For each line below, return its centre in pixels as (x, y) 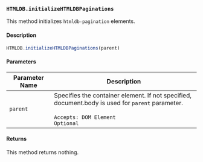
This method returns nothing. (43, 152)
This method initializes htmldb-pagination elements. (71, 21)
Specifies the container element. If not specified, (123, 95)
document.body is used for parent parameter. (118, 103)
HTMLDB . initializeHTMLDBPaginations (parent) (63, 48)
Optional (66, 123)
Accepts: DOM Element (85, 117)
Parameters (21, 61)
